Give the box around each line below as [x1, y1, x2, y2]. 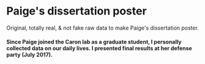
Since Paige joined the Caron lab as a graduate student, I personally [6, 38, 182, 45]
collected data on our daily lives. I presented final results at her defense [6, 44, 193, 52]
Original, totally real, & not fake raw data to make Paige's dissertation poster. [6, 24, 199, 31]
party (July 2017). [6, 51, 53, 58]
